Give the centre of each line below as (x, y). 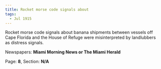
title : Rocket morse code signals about (47, 9)
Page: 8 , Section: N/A (27, 62)
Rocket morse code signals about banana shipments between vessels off (79, 33)
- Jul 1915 (21, 18)
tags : (11, 14)
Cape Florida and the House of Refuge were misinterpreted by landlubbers (80, 37)
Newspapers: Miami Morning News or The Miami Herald (63, 52)
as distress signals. (25, 43)
